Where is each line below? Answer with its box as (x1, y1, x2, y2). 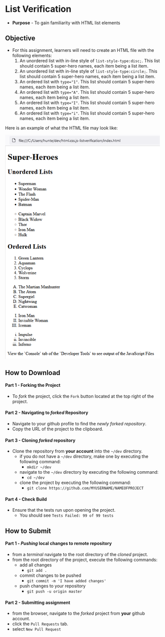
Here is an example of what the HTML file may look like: (5, 125, 118, 131)
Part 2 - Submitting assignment (5, 600, 70, 605)
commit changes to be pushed (19, 572, 82, 578)
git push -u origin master (27, 589, 82, 594)
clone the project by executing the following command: (19, 480, 131, 486)
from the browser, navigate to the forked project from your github (12, 610, 145, 616)
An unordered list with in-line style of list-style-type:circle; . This (19, 68, 158, 74)
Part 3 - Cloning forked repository (5, 437, 76, 443)
